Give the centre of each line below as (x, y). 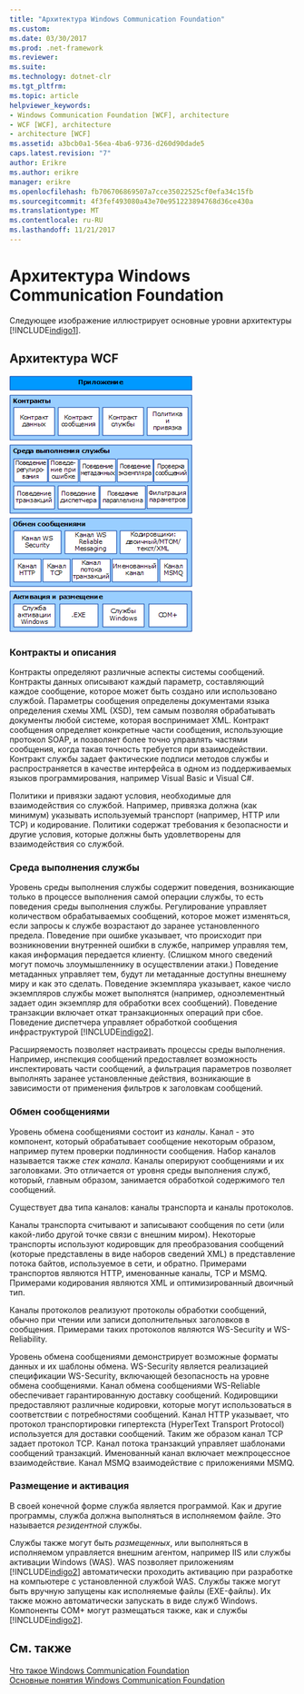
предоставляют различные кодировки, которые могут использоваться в (151, 1404)
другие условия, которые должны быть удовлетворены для (125, 834)
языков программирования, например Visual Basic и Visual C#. (132, 778)
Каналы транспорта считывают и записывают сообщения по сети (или (147, 1224)
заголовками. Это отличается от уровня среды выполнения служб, (140, 1170)
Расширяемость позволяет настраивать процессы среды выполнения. (147, 1050)
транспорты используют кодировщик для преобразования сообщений (147, 1243)
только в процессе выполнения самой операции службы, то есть (137, 897)
